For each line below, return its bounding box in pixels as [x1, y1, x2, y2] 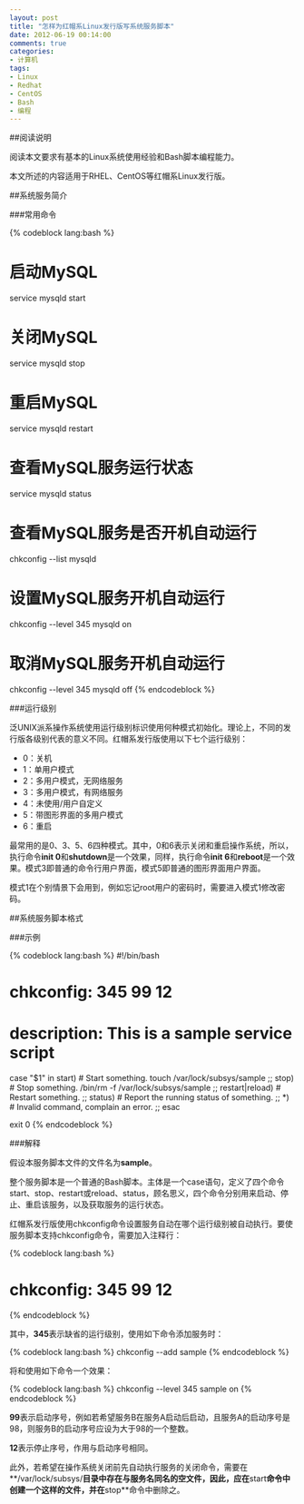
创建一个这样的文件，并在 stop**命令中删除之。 [9, 1484, 185, 1495]
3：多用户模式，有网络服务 [22, 786, 124, 797]
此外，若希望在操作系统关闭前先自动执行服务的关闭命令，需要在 [9, 1461, 248, 1472]
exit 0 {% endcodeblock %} [9, 1118, 113, 1130]
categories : [9, 47, 54, 56]
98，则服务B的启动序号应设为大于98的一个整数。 [9, 1422, 193, 1434]
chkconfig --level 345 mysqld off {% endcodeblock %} [9, 683, 215, 694]
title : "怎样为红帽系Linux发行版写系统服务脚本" [9, 22, 175, 31]
